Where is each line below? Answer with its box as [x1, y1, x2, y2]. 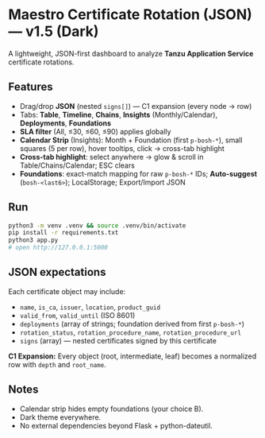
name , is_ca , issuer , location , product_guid [19, 302, 161, 312]
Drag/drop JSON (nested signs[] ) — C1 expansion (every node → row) [19, 101, 252, 110]
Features [8, 80, 53, 94]
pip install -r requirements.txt [8, 229, 119, 237]
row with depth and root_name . [8, 359, 107, 369]
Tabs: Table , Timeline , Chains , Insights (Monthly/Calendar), [19, 110, 218, 119]
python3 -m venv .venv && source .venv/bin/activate [8, 221, 186, 230]
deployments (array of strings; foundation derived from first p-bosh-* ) [19, 319, 244, 328]
